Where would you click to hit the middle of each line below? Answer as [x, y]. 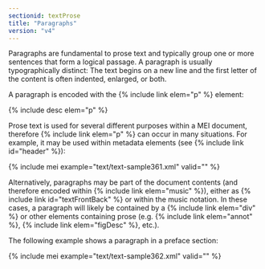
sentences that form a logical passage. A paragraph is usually [110, 62]
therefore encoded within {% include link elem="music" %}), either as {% [130, 191]
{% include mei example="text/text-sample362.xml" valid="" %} [115, 256]
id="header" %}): [37, 151]
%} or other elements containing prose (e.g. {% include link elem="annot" [130, 217]
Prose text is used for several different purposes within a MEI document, [128, 126]
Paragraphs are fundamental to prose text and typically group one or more [131, 54]
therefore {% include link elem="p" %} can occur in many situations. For [128, 134]
